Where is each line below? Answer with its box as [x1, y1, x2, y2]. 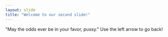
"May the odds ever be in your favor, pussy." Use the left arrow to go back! [5, 26, 163, 32]
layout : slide [5, 7, 36, 13]
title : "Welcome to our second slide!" [5, 12, 91, 17]
